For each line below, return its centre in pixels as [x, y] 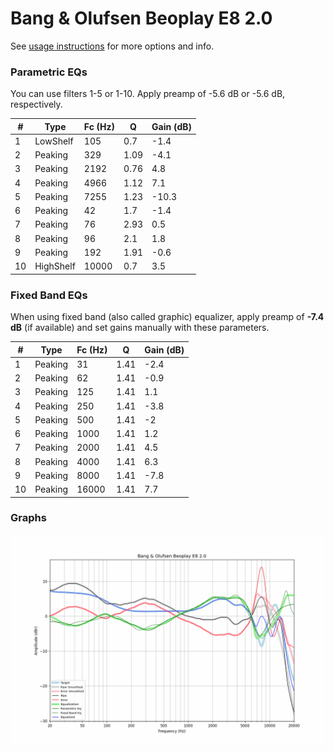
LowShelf [54, 141]
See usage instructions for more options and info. [112, 46]
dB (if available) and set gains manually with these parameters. [140, 328]
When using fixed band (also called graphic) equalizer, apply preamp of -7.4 [167, 317]
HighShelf [55, 266]
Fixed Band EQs [49, 295]
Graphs [28, 518]
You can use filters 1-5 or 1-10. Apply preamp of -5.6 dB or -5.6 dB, [148, 94]
